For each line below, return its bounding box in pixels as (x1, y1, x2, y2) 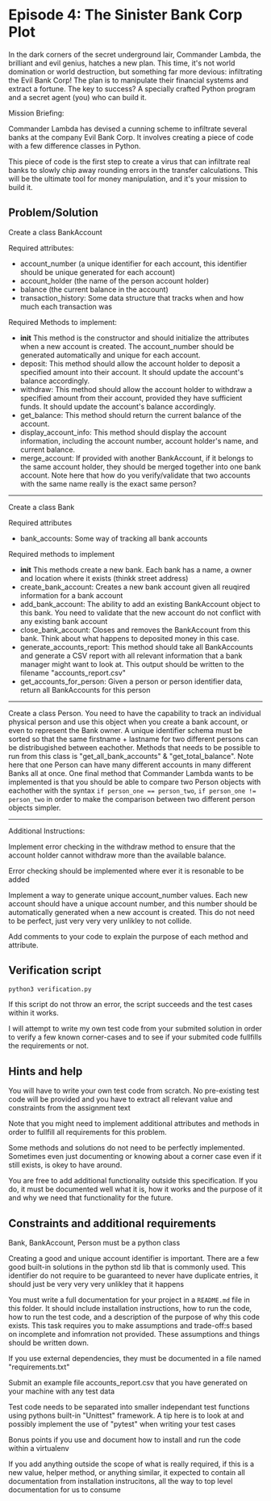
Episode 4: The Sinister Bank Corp (8, 6, 243, 24)
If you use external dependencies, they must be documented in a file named (8, 1354, 262, 1364)
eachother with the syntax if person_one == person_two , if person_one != (8, 786, 256, 795)
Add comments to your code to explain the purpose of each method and (8, 931, 248, 941)
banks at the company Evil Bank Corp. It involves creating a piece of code (8, 132, 254, 142)
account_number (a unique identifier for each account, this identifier (19, 259, 248, 268)
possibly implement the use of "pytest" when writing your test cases (8, 1419, 236, 1429)
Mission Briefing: (8, 108, 65, 118)
